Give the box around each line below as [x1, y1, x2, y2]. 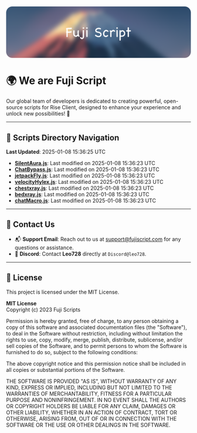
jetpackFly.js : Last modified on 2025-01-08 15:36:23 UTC [14, 172, 155, 179]
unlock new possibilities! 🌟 [6, 110, 70, 118]
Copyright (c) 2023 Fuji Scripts [6, 306, 81, 313]
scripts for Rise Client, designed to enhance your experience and [24, 104, 181, 111]
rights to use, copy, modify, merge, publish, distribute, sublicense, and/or [6, 336, 183, 343]
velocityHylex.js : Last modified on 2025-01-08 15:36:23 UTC [14, 179, 164, 186]
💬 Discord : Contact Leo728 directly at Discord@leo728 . [14, 250, 147, 257]
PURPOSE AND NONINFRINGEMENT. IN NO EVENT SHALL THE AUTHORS [6, 396, 186, 403]
